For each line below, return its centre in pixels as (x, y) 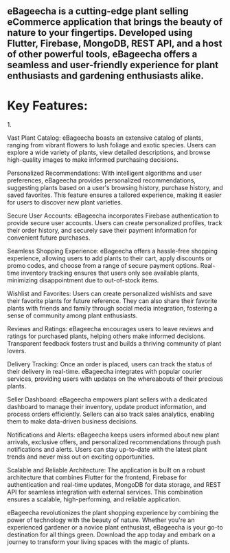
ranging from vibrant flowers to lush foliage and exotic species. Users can (112, 145)
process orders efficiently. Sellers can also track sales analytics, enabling (111, 414)
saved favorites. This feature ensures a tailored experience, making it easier (114, 195)
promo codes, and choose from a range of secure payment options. (103, 266)
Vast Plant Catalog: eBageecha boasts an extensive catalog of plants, (105, 138)
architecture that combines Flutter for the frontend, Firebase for (97, 477)
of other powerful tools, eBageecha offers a (102, 54)
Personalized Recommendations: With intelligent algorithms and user (105, 173)
